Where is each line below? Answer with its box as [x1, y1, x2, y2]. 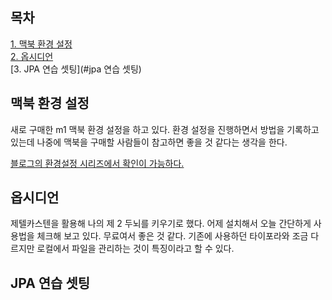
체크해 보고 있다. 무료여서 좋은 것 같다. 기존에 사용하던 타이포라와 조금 [36, 230, 309, 242]
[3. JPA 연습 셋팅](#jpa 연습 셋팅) [10, 63, 142, 75]
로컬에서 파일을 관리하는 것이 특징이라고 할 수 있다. [36, 243, 235, 255]
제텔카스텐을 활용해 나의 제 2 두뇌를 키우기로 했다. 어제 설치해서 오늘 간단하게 [10, 218, 312, 230]
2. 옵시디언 [10, 50, 54, 62]
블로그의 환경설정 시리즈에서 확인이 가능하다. [10, 157, 185, 169]
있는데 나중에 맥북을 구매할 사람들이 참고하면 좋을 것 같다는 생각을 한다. [10, 136, 288, 148]
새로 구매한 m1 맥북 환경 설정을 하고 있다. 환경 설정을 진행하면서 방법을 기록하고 [10, 123, 320, 135]
